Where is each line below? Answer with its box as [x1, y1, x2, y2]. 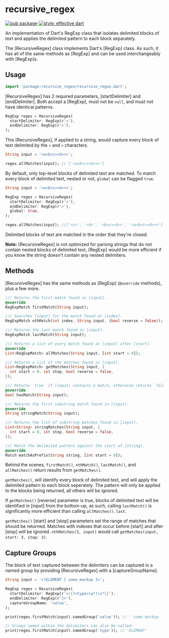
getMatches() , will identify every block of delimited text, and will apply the [5, 477, 157, 483]
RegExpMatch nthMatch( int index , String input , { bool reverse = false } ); [5, 318, 163, 324]
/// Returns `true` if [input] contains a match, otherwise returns [5, 383, 152, 388]
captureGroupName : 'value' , [10, 600, 69, 606]
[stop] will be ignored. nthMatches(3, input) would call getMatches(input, [5, 529, 158, 535]
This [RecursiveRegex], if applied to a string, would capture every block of [5, 137, 159, 143]
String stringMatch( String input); [5, 411, 80, 416]
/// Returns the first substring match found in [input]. [5, 402, 129, 407]
